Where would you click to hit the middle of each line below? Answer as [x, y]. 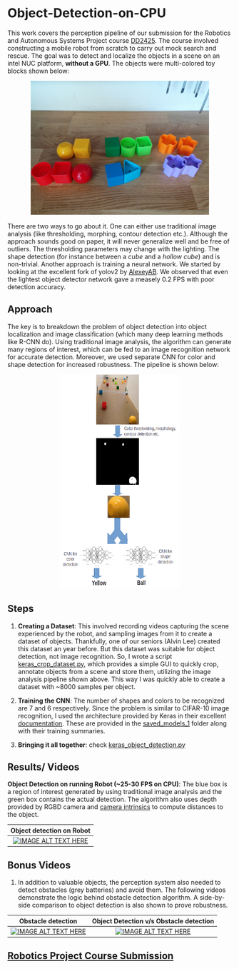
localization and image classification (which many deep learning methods [115, 334]
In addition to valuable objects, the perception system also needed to [119, 883]
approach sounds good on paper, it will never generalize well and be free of [118, 241]
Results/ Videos [44, 767]
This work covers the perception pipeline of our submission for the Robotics [119, 33]
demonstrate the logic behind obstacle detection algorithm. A [108, 898]
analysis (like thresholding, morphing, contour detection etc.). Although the [118, 234]
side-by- [212, 898]
